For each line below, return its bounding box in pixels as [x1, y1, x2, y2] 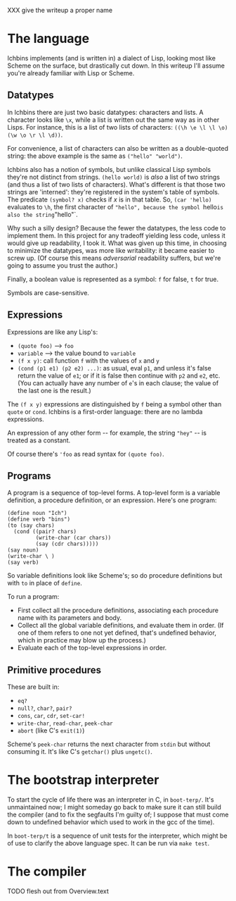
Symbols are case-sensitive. [7, 288, 90, 297]
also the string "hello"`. [7, 210, 79, 218]
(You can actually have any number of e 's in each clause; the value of [17, 378, 219, 387]
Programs [7, 470, 51, 482]
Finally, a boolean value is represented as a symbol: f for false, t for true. [7, 275, 219, 283]
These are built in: [7, 683, 60, 691]
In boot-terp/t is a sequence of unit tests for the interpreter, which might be [7, 831, 228, 840]
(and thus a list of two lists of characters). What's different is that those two [7, 180, 226, 189]
